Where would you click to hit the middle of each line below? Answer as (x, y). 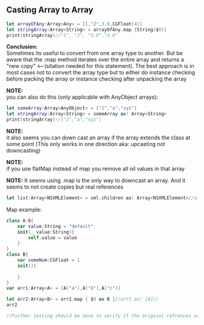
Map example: (24, 209)
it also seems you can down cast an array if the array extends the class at (98, 138)
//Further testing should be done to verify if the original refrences (99, 316)
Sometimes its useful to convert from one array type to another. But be (95, 53)
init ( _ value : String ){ (46, 232)
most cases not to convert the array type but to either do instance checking (101, 73)
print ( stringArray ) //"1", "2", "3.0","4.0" (62, 35)
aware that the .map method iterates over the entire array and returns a (95, 59)
